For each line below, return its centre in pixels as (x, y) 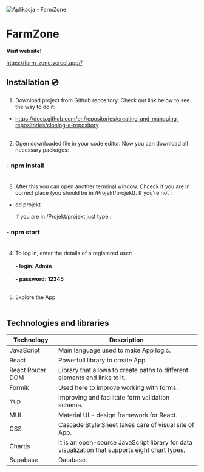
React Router (28, 370)
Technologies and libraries (58, 323)
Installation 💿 (32, 83)
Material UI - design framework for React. (118, 415)
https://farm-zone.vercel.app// (45, 62)
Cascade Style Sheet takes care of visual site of (126, 425)
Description (126, 340)
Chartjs (20, 446)
